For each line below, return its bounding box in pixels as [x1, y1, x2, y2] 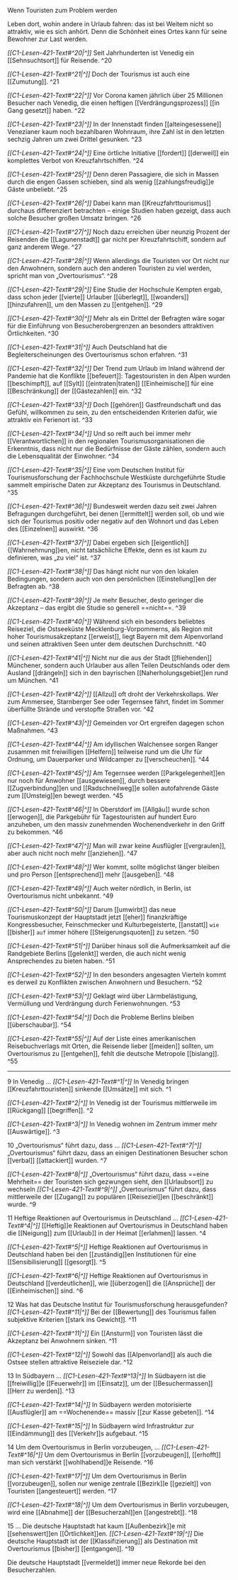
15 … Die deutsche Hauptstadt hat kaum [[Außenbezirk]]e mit [7, 1522, 186, 1530]
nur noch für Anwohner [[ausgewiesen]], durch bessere [7, 777, 170, 784]
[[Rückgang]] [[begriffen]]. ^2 [7, 1106, 93, 1114]
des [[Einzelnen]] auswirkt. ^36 [7, 525, 98, 533]
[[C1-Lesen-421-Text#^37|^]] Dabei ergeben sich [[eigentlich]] [7, 538, 189, 547]
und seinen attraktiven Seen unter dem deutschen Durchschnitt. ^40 [7, 640, 207, 648]
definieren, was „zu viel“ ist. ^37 [7, 553, 101, 562]
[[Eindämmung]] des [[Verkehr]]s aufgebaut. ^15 [7, 1429, 149, 1437]
